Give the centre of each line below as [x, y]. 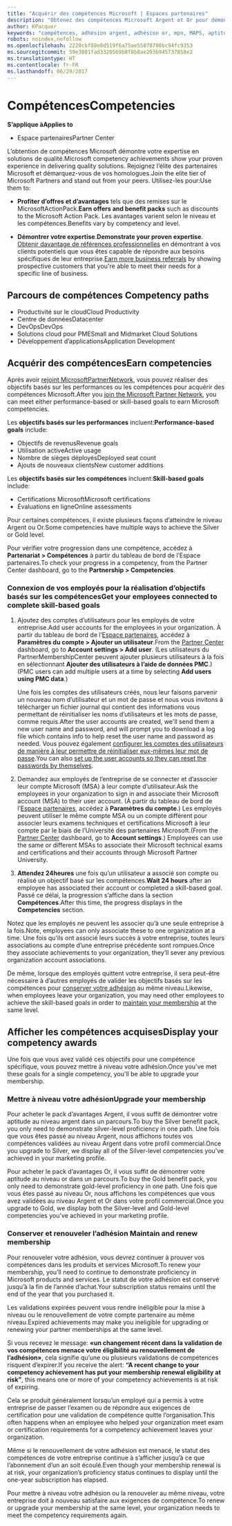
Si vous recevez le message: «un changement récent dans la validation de [115, 1343]
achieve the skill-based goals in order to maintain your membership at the [112, 1003]
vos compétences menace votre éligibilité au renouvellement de [101, 1350]
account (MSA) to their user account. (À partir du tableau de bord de [115, 801]
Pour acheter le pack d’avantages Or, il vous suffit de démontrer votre [106, 1172]
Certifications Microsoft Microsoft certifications [84, 499]
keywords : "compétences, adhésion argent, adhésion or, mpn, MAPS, [106, 33]
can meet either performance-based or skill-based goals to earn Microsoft [113, 402]
